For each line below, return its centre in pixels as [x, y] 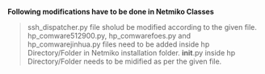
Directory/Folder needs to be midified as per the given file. [124, 61]
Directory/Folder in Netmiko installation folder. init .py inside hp [131, 53]
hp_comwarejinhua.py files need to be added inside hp [118, 44]
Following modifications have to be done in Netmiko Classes [111, 12]
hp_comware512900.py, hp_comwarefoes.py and [109, 36]
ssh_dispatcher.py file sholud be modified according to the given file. [142, 27]
